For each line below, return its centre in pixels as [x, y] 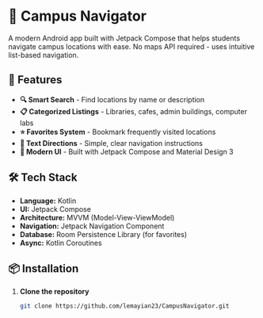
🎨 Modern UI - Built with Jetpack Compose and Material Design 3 [126, 151]
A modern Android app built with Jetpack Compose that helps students [124, 38]
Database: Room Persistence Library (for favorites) [103, 234]
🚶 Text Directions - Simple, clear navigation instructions [111, 143]
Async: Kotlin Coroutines [61, 243]
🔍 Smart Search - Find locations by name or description [112, 99]
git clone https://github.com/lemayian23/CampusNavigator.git [124, 306]
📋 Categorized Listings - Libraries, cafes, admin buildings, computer [133, 111]
